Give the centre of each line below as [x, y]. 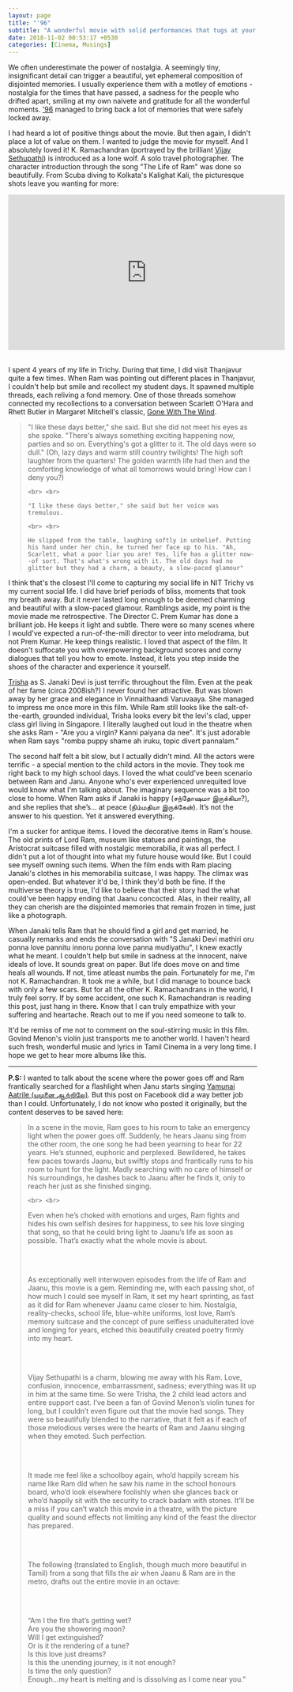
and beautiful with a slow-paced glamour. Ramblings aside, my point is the [129, 608]
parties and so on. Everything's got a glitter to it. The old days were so [142, 444]
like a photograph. [38, 916]
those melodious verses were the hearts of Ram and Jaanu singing [136, 1428]
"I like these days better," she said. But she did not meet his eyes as [137, 427]
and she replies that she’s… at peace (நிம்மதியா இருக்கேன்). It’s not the [121, 807]
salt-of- [236, 708]
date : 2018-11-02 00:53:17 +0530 [63, 38]
